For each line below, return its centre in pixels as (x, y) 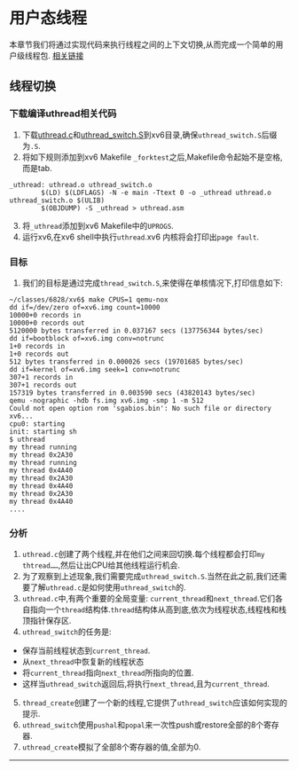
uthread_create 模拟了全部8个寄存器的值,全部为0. (111, 747)
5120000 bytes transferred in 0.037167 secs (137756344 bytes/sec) (137, 330)
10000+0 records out (47, 323)
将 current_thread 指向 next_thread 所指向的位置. (108, 673)
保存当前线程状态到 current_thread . (86, 651)
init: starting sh (43, 431)
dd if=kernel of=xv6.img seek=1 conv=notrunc (94, 369)
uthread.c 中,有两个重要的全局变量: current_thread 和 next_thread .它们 (149, 599)
